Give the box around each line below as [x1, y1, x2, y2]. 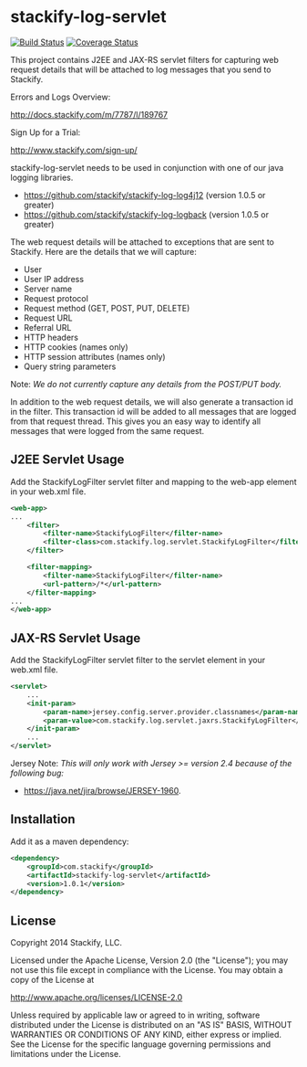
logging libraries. [10, 172, 74, 183]
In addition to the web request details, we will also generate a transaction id [10, 396, 294, 407]
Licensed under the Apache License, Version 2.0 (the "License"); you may [10, 955, 289, 966]
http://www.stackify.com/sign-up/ [10, 144, 138, 155]
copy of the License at [10, 975, 95, 986]
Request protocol [23, 292, 89, 303]
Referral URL [23, 322, 72, 333]
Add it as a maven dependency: [10, 836, 129, 847]
